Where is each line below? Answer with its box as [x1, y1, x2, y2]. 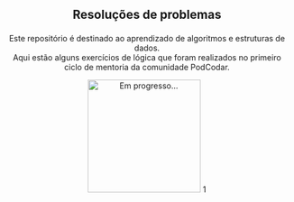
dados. [133, 42, 161, 53]
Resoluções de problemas [72, 7, 222, 23]
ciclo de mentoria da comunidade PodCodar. [64, 62, 230, 73]
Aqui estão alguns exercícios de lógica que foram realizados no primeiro [13, 52, 281, 63]
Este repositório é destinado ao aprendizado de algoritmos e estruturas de [8, 33, 286, 44]
